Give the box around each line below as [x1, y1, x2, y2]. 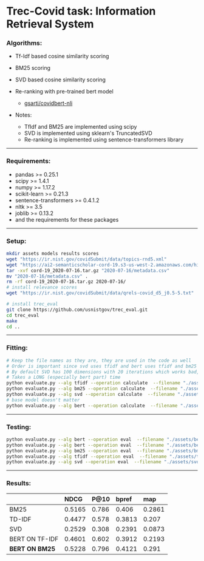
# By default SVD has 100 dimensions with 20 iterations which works [6, 369, 186, 375]
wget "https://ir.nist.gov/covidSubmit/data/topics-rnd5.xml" [6, 256, 167, 262]
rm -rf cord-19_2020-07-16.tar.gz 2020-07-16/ [6, 279, 126, 285]
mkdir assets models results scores [6, 251, 99, 257]
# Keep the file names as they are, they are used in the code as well [6, 357, 191, 364]
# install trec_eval [6, 301, 59, 307]
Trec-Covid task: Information [6, 4, 156, 18]
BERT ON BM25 [9, 545, 56, 553]
